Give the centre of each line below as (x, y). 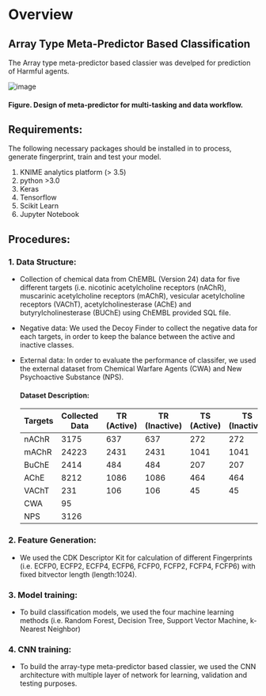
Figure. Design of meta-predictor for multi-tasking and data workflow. (126, 105)
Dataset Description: (54, 395)
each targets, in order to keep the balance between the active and (127, 337)
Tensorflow (38, 198)
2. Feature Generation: (52, 540)
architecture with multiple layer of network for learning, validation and (133, 675)
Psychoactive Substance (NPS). (72, 377)
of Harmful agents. (39, 71)
